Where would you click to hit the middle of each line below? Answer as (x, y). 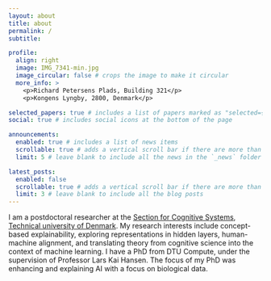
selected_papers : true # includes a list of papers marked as (115, 113)
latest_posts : (32, 172)
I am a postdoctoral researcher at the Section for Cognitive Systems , (122, 217)
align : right (38, 61)
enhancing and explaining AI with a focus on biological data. (108, 269)
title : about (30, 23)
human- (235, 234)
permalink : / (30, 31)
